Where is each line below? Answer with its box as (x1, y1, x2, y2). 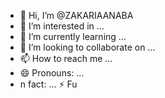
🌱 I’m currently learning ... (19, 31, 127, 42)
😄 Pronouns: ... (19, 67, 85, 79)
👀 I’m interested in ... (19, 20, 105, 32)
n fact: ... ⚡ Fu (19, 78, 78, 90)
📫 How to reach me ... (19, 53, 113, 64)
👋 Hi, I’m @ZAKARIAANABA (19, 10, 134, 21)
